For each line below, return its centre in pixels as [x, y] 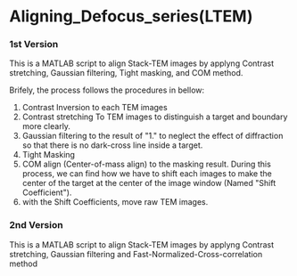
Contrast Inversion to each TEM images [95, 108]
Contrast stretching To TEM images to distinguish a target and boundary [155, 117]
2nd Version [37, 225]
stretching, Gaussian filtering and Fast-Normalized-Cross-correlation [136, 254]
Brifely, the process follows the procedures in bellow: [107, 90]
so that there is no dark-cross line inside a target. [112, 145]
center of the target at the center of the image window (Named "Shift [149, 183]
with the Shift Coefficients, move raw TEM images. [115, 202]
